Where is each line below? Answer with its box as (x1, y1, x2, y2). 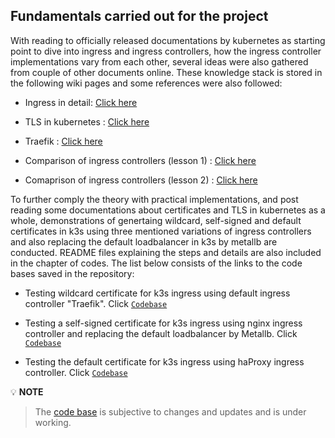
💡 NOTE (10, 385, 44, 398)
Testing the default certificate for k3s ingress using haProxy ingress (24, 355, 305, 368)
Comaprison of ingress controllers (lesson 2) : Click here (24, 174, 258, 186)
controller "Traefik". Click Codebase (24, 297, 168, 309)
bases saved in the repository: (10, 267, 135, 279)
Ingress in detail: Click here (24, 96, 138, 108)
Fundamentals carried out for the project (10, 8, 269, 25)
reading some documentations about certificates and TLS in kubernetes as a (10, 204, 326, 216)
